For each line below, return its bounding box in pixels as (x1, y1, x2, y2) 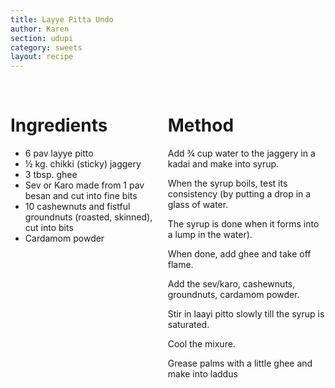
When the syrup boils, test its (167, 177, 288, 190)
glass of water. (167, 199, 229, 211)
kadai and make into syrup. (167, 158, 280, 170)
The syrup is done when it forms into (167, 218, 320, 230)
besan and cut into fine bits (24, 190, 138, 202)
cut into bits (24, 222, 74, 234)
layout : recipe (10, 52, 74, 62)
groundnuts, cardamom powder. (167, 289, 300, 301)
